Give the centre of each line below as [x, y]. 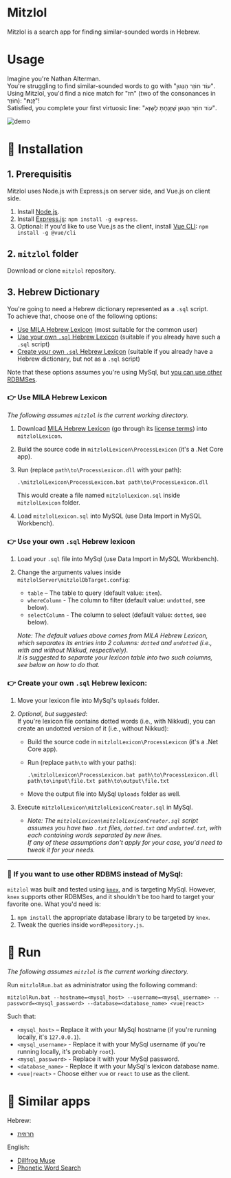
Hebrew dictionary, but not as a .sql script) [79, 359]
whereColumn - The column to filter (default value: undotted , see [116, 600]
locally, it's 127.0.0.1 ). [49, 1037]
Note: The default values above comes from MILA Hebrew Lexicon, [112, 635]
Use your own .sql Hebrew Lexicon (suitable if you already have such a [119, 337]
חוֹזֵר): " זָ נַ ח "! [23, 101]
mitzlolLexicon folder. [48, 502]
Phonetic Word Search [49, 1168]
